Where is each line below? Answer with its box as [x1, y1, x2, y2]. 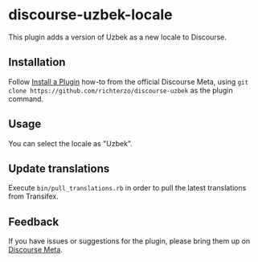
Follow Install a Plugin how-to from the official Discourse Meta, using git [8, 76, 249, 86]
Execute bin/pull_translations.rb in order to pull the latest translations [8, 183, 247, 193]
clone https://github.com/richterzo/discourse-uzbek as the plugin [8, 85, 233, 95]
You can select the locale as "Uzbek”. [8, 138, 133, 148]
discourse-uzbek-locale [8, 6, 173, 24]
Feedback [8, 215, 59, 228]
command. [8, 94, 44, 104]
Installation [8, 55, 66, 69]
